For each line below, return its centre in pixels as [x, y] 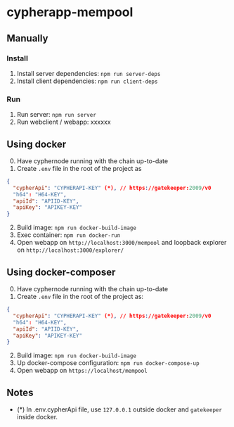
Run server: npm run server [56, 115]
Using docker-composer [61, 272]
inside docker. [37, 417]
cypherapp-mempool [70, 12]
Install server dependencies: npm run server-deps [89, 73]
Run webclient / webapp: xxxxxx [64, 122]
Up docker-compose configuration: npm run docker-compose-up [108, 363]
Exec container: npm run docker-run [69, 235]
